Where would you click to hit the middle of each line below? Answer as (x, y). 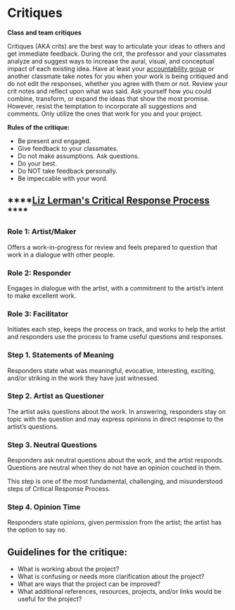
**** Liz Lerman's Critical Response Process (108, 201)
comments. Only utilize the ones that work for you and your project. (105, 114)
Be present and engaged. (54, 141)
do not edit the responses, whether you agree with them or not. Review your (118, 83)
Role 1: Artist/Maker (42, 232)
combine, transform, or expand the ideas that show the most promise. (108, 98)
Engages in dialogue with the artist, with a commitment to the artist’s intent (115, 288)
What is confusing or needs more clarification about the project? (111, 577)
